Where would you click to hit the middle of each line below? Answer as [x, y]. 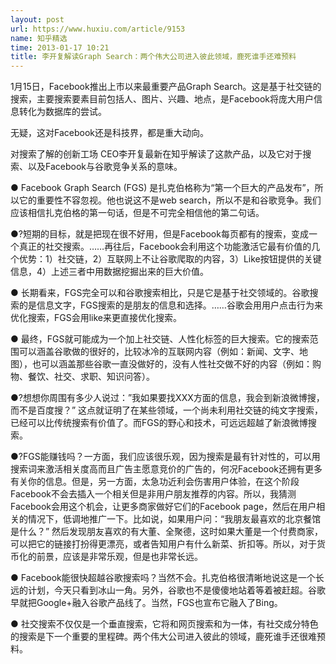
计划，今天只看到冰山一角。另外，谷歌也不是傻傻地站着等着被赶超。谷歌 [176, 590]
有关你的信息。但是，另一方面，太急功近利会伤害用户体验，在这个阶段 [155, 482]
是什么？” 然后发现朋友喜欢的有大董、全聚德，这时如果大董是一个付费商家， [167, 532]
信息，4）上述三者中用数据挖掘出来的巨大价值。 [110, 272]
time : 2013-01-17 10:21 [60, 47]
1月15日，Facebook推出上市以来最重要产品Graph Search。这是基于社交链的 [166, 87]
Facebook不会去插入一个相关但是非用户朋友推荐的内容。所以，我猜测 [153, 494]
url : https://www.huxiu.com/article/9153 [98, 29]
